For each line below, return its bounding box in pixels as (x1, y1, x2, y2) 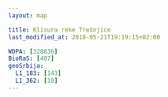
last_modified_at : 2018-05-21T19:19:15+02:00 (8, 33, 160, 41)
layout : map (8, 11, 47, 20)
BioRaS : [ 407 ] (8, 54, 55, 63)
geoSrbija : (8, 62, 44, 70)
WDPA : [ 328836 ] (8, 47, 58, 55)
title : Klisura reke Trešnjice (8, 25, 111, 34)
